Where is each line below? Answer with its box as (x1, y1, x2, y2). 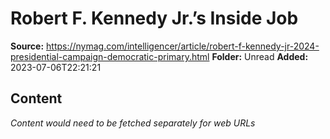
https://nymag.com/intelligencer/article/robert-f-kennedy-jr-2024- (46, 40, 320, 52)
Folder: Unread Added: (211, 50, 309, 62)
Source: (10, 40, 45, 52)
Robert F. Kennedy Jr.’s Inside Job (10, 7, 299, 30)
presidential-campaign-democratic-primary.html (10, 50, 210, 62)
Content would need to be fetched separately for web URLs (10, 117, 256, 129)
